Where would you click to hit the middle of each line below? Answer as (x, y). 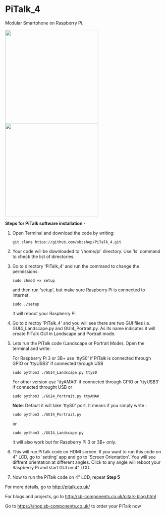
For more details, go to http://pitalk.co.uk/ (48, 487)
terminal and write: (31, 348)
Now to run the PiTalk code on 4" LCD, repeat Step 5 (66, 477)
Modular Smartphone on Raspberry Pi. (44, 23)
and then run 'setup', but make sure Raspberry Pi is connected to (79, 290)
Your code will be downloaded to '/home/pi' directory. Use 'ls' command (86, 251)
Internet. (21, 295)
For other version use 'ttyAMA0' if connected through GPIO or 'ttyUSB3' (86, 382)
